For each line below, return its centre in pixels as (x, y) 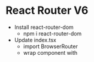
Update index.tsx (35, 40)
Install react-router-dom (44, 27)
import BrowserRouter (51, 46)
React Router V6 (47, 11)
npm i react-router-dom (52, 33)
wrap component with (50, 52)
